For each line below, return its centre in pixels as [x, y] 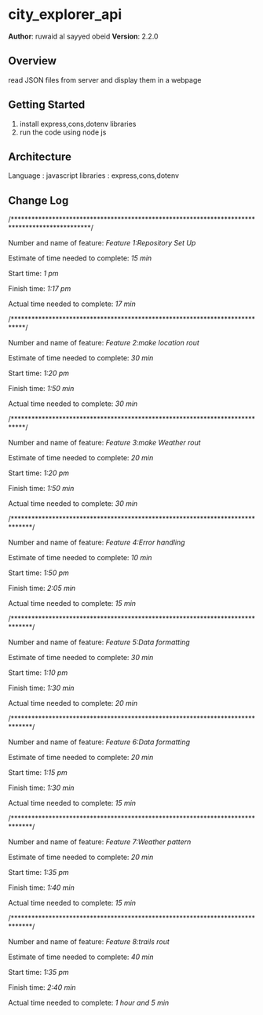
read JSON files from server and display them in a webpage [105, 79]
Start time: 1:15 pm [38, 773]
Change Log [38, 200]
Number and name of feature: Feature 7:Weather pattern [100, 842]
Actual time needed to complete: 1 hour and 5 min [89, 1003]
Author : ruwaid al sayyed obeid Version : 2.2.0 [83, 36]
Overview [33, 61]
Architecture [40, 156]
